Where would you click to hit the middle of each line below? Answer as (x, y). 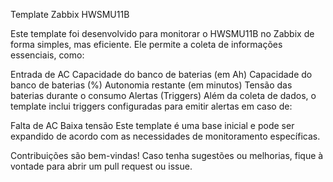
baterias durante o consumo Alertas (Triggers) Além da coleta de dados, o (163, 95)
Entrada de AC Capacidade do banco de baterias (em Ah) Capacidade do (161, 74)
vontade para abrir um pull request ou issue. (101, 166)
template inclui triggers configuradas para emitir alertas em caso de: (151, 106)
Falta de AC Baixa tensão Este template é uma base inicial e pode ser (152, 125)
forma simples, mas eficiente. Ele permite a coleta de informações (146, 44)
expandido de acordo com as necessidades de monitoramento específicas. (165, 136)
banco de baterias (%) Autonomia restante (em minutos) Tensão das (151, 85)
